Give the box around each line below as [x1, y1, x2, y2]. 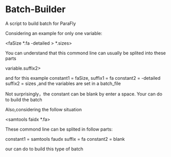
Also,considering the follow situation [5, 106, 82, 112]
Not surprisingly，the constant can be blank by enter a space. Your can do [5, 90, 162, 97]
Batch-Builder [5, 4, 66, 15]
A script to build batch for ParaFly [5, 20, 76, 26]
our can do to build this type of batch [5, 146, 83, 152]
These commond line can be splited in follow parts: [5, 126, 113, 132]
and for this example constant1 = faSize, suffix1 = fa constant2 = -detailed [5, 75, 161, 81]
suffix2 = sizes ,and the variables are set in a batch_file [5, 80, 121, 86]
